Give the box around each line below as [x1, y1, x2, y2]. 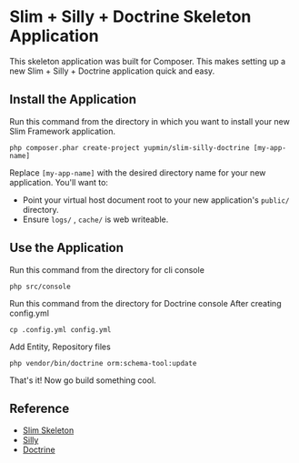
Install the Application [9, 92, 136, 107]
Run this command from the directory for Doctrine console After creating [9, 297, 282, 308]
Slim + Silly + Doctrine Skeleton [9, 6, 252, 27]
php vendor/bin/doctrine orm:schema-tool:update [9, 358, 197, 367]
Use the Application [9, 240, 125, 256]
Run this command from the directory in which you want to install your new [9, 116, 291, 126]
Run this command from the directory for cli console [9, 264, 204, 275]
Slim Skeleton [22, 425, 75, 436]
